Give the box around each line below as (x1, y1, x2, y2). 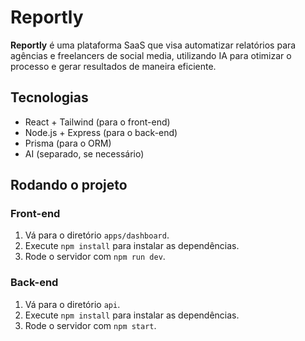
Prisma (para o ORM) (24, 137, 112, 149)
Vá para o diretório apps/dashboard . (24, 229, 170, 241)
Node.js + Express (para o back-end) (24, 126, 178, 138)
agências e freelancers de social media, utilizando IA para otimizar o (10, 49, 292, 61)
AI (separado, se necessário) (24, 147, 145, 160)
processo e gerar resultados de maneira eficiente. (10, 60, 217, 72)
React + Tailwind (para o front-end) (24, 116, 171, 128)
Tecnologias (10, 89, 89, 106)
